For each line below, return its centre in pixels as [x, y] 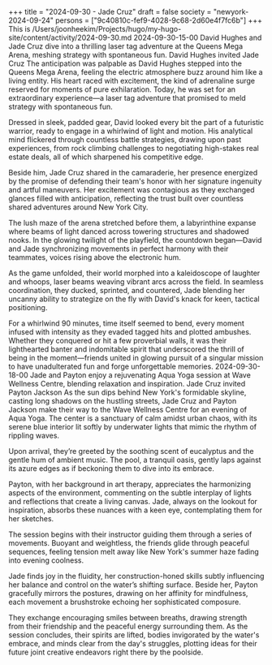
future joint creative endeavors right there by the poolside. [106, 652]
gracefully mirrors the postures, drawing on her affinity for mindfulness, [128, 593]
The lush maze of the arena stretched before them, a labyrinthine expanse [132, 223]
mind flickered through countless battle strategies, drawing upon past [125, 140]
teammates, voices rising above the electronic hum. [95, 257]
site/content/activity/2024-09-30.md [70, 37]
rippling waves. [34, 435]
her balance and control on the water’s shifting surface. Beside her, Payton [133, 585]
